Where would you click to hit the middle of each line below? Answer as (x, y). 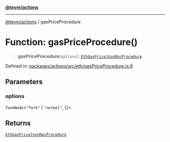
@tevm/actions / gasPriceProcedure (43, 22)
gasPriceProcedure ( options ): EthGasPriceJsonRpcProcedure (80, 56)
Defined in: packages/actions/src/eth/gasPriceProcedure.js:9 (69, 66)
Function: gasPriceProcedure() (72, 42)
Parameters (24, 82)
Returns (18, 123)
